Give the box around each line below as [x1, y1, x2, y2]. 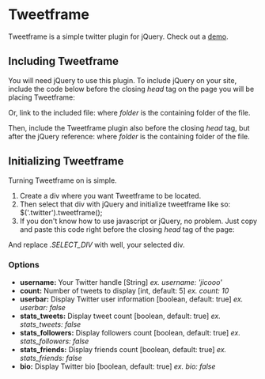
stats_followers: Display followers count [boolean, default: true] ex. [19, 328, 241, 337]
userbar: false [19, 302, 66, 312]
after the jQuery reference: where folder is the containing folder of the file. [8, 131, 251, 141]
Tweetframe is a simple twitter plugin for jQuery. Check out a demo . [8, 32, 229, 41]
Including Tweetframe [8, 55, 119, 68]
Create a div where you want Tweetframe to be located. [19, 191, 202, 200]
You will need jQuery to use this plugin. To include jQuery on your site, [8, 75, 237, 85]
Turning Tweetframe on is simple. [8, 176, 117, 185]
